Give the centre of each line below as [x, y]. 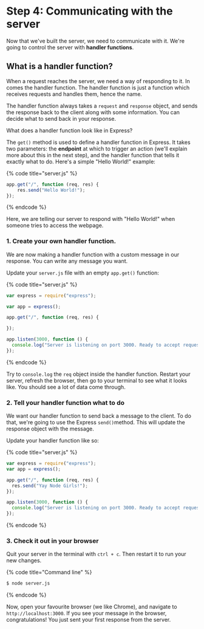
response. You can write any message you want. [67, 261]
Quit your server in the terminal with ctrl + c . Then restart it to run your [96, 554]
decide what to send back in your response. [61, 118]
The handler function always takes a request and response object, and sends [102, 106]
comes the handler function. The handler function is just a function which [98, 87]
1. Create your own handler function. [61, 241]
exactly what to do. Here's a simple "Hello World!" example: [81, 161]
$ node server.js [28, 583]
